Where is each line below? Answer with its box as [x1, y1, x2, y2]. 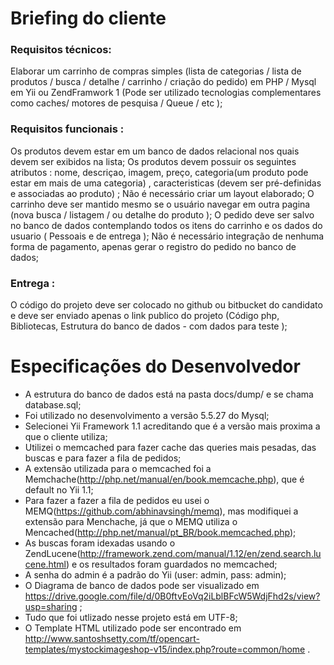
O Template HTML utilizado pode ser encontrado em [24, 622, 242, 634]
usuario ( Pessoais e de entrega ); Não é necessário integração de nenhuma [10, 230, 325, 242]
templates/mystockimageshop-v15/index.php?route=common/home [24, 643, 306, 656]
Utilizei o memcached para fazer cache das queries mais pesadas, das [24, 442, 317, 454]
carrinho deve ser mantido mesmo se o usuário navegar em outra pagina [10, 198, 311, 210]
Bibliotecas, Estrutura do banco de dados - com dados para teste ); [10, 320, 288, 332]
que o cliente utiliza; [24, 431, 108, 443]
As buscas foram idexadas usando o [24, 537, 176, 549]
